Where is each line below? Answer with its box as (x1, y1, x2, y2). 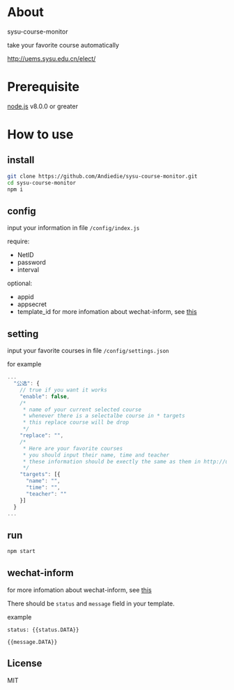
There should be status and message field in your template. (7, 599, 175, 608)
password (17, 258, 47, 266)
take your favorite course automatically (7, 41, 120, 49)
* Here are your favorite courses (22, 445, 123, 452)
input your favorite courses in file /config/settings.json (7, 347, 169, 355)
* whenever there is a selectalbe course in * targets (22, 412, 186, 419)
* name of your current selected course (22, 406, 141, 413)
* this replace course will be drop (22, 419, 130, 426)
